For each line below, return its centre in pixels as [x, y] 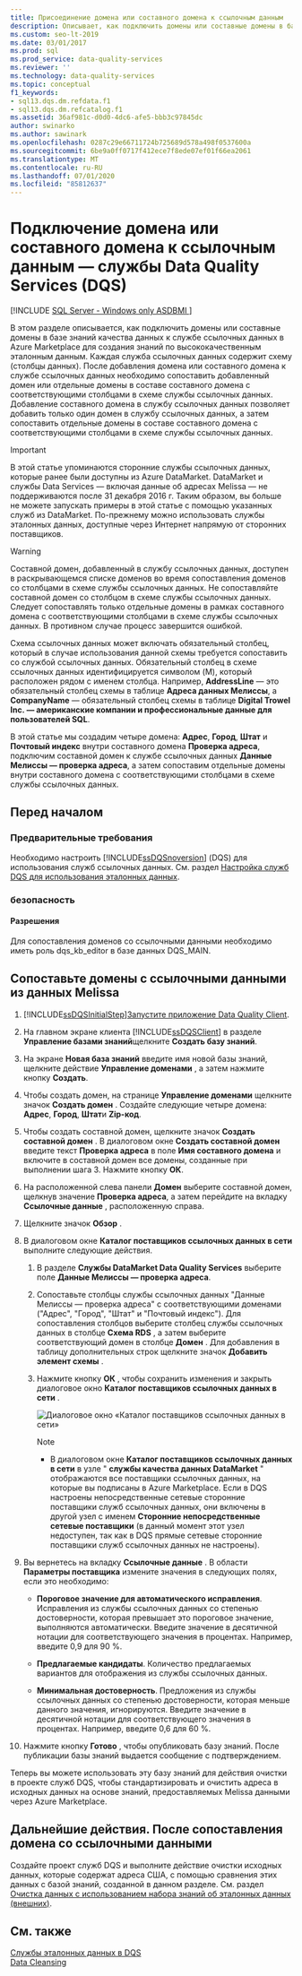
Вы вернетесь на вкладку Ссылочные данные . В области [135, 1562]
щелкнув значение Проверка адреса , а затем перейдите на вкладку [155, 1196]
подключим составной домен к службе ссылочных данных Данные [141, 756]
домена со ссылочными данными [112, 1844]
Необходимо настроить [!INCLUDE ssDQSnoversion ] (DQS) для [129, 858]
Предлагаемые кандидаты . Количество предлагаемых [144, 1663]
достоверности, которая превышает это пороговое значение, [155, 1618]
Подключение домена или [114, 229]
